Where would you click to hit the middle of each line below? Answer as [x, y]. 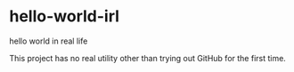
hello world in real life [49, 41]
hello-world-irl [65, 16]
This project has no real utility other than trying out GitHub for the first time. [148, 58]
